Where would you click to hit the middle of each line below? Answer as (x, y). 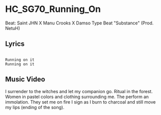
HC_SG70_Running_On (53, 9)
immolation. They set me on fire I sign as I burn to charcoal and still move (80, 102)
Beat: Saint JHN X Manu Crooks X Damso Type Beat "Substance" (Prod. (79, 23)
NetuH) (13, 28)
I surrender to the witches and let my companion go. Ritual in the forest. (79, 91)
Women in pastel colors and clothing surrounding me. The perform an (77, 97)
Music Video (25, 79)
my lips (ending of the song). (35, 107)
